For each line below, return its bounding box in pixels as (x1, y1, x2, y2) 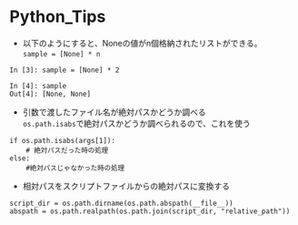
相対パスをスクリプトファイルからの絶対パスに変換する (22, 180, 230, 191)
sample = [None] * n (22, 49, 101, 58)
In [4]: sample (9, 81, 67, 90)
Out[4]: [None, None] (9, 89, 92, 98)
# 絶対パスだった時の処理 (25, 146, 109, 155)
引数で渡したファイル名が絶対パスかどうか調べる (22, 107, 206, 118)
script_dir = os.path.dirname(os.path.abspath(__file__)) (9, 199, 233, 208)
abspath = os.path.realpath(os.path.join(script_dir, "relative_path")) (9, 207, 291, 216)
